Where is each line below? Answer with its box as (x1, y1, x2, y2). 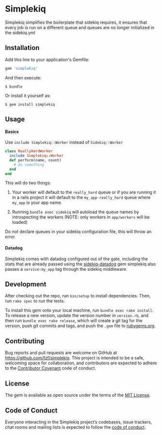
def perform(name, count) (9, 157, 62, 163)
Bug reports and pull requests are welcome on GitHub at (5, 350, 118, 356)
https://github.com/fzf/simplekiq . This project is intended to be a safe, (5, 355, 145, 361)
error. (5, 234, 16, 240)
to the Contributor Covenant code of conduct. (5, 365, 96, 371)
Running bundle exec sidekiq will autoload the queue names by (12, 209, 139, 215)
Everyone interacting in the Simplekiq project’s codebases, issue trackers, (5, 419, 152, 425)
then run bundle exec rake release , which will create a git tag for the (5, 318, 143, 324)
